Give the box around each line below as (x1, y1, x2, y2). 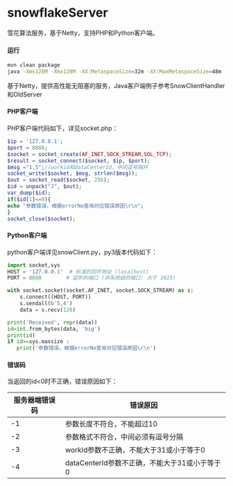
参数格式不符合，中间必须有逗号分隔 (64, 432, 184, 442)
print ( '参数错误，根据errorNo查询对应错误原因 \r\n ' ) (16, 345, 157, 352)
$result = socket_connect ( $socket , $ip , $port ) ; (7, 157, 150, 164)
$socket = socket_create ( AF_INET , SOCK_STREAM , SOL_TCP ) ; (7, 150, 172, 157)
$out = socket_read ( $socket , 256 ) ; (7, 177, 110, 184)
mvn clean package (7, 62, 60, 69)
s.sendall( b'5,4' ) (19, 300, 73, 307)
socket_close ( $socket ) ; (7, 215, 76, 223)
